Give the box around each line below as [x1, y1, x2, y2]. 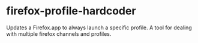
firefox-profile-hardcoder [6, 4, 136, 18]
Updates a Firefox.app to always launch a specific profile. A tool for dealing [6, 24, 192, 31]
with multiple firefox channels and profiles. [6, 30, 112, 37]
